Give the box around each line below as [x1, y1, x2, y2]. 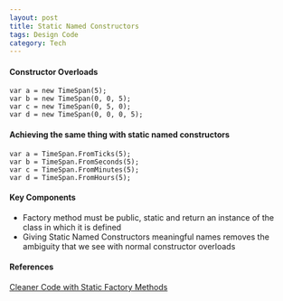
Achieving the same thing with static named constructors [9, 129, 231, 140]
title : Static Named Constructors [9, 22, 140, 31]
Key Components [9, 192, 77, 203]
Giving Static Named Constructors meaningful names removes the [22, 231, 269, 242]
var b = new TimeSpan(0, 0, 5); [9, 94, 131, 104]
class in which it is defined [22, 221, 122, 232]
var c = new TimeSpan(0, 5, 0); [9, 102, 131, 111]
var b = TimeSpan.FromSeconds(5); [9, 157, 140, 166]
